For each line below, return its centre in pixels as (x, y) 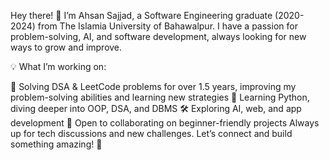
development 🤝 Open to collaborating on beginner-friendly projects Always (165, 123)
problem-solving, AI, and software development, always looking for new (158, 36)
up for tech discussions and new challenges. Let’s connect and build (151, 133)
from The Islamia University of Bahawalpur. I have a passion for (167, 26)
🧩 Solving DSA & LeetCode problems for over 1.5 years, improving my (153, 86)
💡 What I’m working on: (58, 66)
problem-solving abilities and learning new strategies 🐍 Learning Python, (160, 97)
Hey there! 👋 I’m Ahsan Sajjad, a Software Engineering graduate (141, 15)
